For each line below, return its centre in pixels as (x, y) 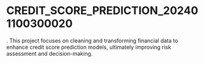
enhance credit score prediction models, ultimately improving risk (89, 47)
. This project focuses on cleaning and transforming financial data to (92, 40)
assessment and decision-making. (49, 53)
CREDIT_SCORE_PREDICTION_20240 (102, 11)
